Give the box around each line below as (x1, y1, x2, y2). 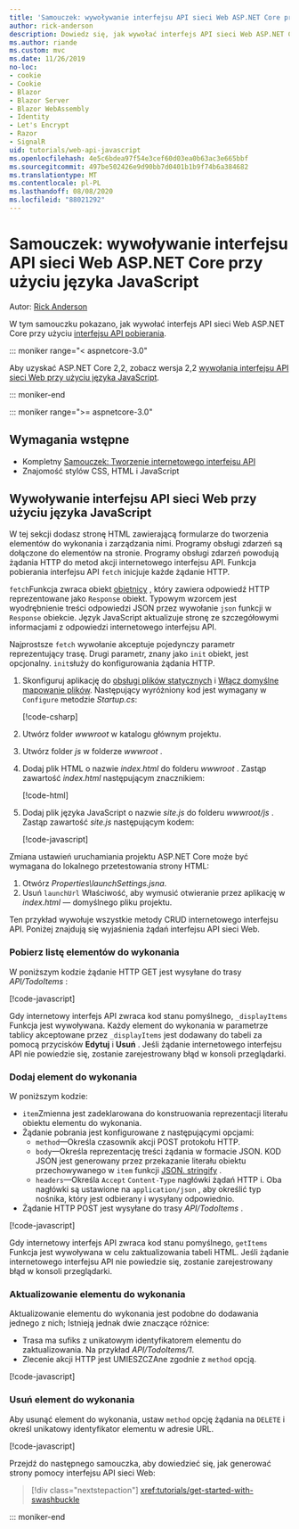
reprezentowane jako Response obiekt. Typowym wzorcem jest (9, 594, 238, 604)
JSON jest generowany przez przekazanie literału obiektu (35, 1155, 246, 1166)
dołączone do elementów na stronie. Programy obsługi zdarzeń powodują (9, 547, 279, 558)
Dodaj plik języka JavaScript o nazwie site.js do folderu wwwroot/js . (21, 808, 274, 818)
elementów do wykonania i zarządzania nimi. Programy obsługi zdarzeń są (9, 538, 283, 549)
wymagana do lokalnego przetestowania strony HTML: (9, 861, 210, 872)
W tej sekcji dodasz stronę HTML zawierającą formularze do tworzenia (9, 529, 269, 539)
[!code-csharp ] (21, 711, 78, 722)
